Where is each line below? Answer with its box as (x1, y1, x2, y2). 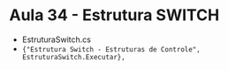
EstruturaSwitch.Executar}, (21, 52, 125, 61)
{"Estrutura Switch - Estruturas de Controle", (21, 45, 201, 53)
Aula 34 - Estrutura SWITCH (9, 5, 220, 25)
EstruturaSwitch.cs (21, 34, 91, 45)
